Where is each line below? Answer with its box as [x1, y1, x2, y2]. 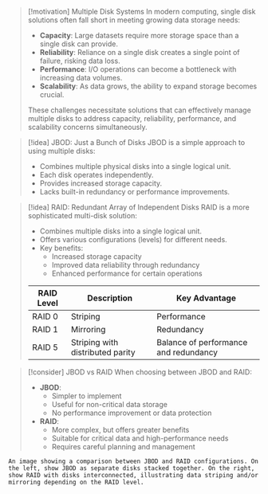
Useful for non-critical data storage [51, 400, 167, 409]
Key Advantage [176, 292, 237, 304]
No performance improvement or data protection [51, 408, 212, 418]
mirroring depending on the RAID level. [8, 478, 145, 486]
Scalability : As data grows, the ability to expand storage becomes [39, 81, 258, 91]
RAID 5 [31, 342, 58, 353]
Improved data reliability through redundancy [51, 261, 200, 269]
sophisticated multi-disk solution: [27, 211, 137, 220]
